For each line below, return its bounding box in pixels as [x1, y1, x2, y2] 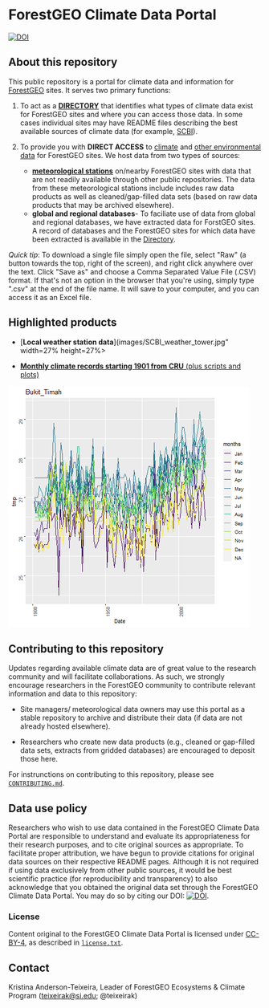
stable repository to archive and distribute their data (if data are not [19, 713, 243, 723]
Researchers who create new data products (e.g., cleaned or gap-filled [19, 737, 255, 747]
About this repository [8, 55, 118, 69]
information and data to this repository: [8, 689, 138, 699]
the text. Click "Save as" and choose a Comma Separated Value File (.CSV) [8, 266, 257, 276]
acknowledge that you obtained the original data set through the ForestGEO [8, 883, 259, 892]
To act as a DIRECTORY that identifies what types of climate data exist [19, 100, 254, 110]
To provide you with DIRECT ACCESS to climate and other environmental [19, 142, 262, 152]
